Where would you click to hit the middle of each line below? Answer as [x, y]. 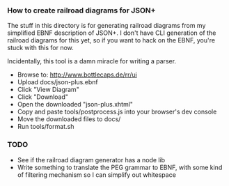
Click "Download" [42, 97]
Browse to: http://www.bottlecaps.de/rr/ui [77, 75]
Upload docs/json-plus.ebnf [58, 82]
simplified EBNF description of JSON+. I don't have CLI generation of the [112, 33]
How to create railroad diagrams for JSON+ [81, 10]
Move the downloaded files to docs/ [69, 119]
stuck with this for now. [41, 48]
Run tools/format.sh [46, 127]
